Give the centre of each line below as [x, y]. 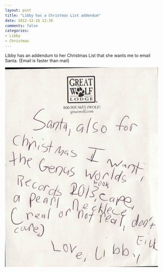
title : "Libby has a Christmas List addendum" [53, 15]
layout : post [18, 10]
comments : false [21, 26]
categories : [17, 31]
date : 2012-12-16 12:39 [29, 20]
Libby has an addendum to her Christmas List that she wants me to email [78, 55]
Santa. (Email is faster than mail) [37, 60]
